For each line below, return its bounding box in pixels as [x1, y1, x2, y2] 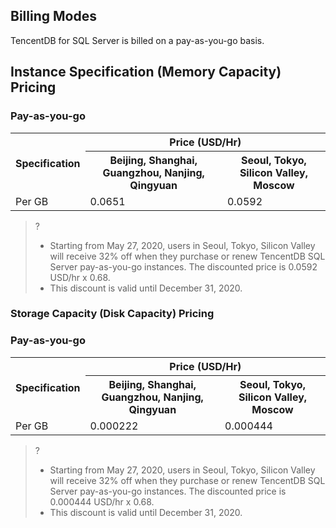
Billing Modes [10, 8, 97, 25]
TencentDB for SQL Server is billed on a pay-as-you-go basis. [10, 34, 265, 46]
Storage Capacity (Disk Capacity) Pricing [10, 307, 215, 321]
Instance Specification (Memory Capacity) [10, 64, 282, 81]
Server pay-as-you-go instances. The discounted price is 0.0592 [49, 260, 318, 273]
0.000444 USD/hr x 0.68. [49, 495, 155, 508]
